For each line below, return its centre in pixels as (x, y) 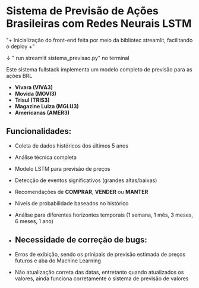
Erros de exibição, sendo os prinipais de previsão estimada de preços (100, 254)
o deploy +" (20, 46)
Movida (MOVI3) (35, 93)
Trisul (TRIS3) (32, 100)
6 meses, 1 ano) (34, 221)
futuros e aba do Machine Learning (58, 261)
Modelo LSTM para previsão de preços (62, 168)
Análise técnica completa (46, 157)
